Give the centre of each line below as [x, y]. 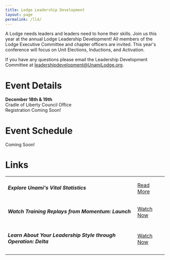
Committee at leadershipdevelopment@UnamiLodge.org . [65, 65]
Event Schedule [39, 131]
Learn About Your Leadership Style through [62, 235]
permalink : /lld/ [24, 19]
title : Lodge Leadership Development [45, 10]
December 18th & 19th [29, 100]
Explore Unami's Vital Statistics [47, 188]
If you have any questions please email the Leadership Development [76, 60]
